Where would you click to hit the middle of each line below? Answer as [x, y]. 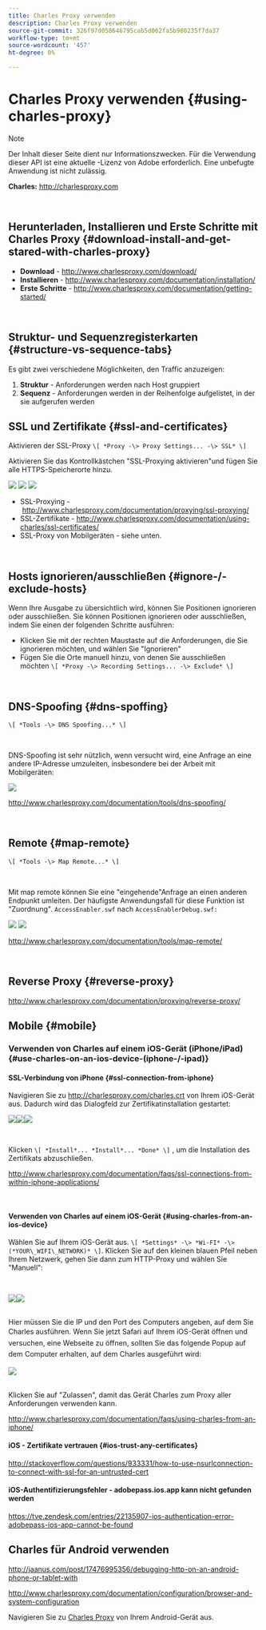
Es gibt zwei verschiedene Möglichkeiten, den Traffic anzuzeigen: [117, 369]
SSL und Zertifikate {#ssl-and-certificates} [118, 426]
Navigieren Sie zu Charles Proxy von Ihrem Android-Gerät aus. [111, 1617]
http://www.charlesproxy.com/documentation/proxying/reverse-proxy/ [125, 1000]
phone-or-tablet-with [43, 1577]
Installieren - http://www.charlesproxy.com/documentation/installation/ [137, 280]
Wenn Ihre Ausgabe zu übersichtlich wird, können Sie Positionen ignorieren [132, 608]
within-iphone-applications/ [54, 1183]
